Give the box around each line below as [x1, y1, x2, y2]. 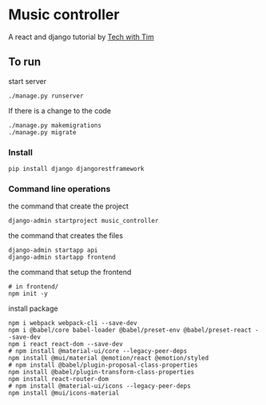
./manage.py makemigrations [8, 121, 102, 129]
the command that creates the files [8, 231, 124, 240]
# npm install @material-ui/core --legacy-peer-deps [8, 347, 188, 355]
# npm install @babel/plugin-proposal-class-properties [8, 361, 198, 369]
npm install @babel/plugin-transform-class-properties [8, 368, 195, 376]
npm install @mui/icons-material [8, 389, 120, 397]
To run [8, 55, 42, 69]
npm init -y [8, 290, 48, 298]
